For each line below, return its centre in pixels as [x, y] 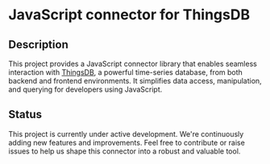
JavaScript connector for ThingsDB [129, 15]
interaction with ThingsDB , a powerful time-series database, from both [126, 72]
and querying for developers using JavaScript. [85, 89]
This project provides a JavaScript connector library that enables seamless [133, 64]
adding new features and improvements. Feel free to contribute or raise [127, 142]
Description [38, 45]
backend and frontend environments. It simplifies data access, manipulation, [135, 81]
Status [25, 115]
